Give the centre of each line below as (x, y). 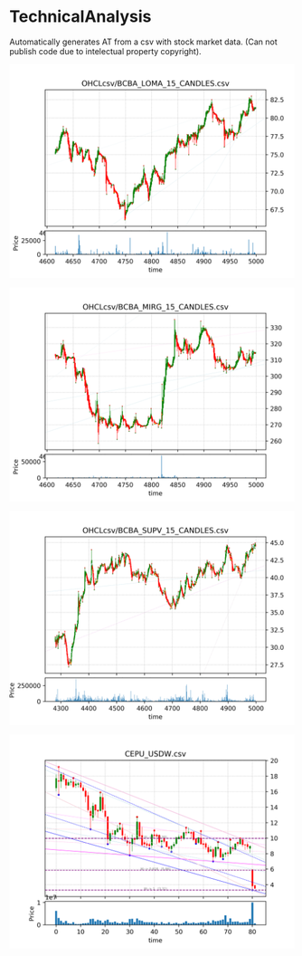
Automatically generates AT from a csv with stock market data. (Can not (143, 42)
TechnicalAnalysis (80, 17)
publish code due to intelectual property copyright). (105, 51)
